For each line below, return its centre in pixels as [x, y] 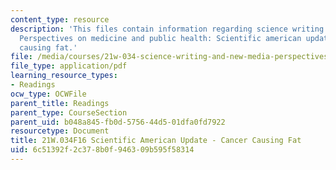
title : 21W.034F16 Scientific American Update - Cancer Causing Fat [156, 141]
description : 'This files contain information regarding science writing [167, 29]
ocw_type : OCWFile [48, 94]
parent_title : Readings [60, 103]
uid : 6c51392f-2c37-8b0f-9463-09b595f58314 [102, 150]
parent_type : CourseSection [69, 112]
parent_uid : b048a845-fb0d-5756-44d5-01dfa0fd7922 [118, 122]
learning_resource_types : [64, 76]
